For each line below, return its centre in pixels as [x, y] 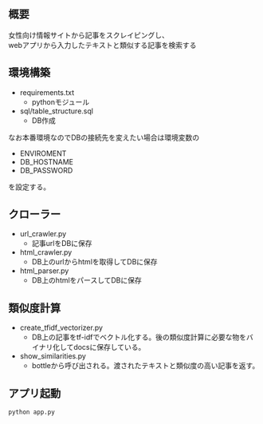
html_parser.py [44, 271]
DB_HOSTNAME [47, 161]
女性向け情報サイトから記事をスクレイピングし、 [88, 35]
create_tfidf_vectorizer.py [61, 328]
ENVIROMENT [43, 153]
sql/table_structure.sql [57, 111]
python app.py [32, 412]
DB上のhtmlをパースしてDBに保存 [86, 280]
